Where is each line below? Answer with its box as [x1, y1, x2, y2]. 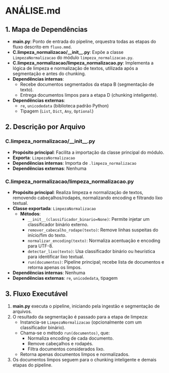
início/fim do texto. [27, 232, 67, 238]
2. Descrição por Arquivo [5, 122, 86, 131]
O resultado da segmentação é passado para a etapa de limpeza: [12, 314, 149, 320]
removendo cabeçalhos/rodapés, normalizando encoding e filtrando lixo [12, 195, 163, 201]
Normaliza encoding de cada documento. [27, 335, 114, 341]
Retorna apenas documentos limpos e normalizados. [20, 351, 130, 357]
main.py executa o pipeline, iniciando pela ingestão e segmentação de [12, 303, 160, 309]
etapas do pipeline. [12, 362, 53, 368]
